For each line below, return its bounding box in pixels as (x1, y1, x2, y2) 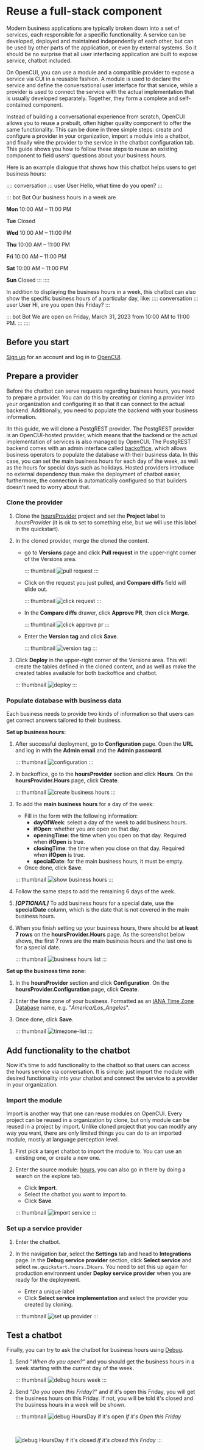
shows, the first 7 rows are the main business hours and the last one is (15, 937, 192, 945)
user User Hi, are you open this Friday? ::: (6, 301, 111, 309)
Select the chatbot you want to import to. (24, 1191, 127, 1198)
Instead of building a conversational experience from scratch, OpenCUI (6, 113, 185, 120)
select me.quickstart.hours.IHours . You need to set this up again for (15, 1263, 188, 1270)
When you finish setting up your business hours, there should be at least (15, 924, 198, 932)
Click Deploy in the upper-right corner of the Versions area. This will (15, 656, 187, 663)
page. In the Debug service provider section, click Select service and (15, 1256, 192, 1263)
